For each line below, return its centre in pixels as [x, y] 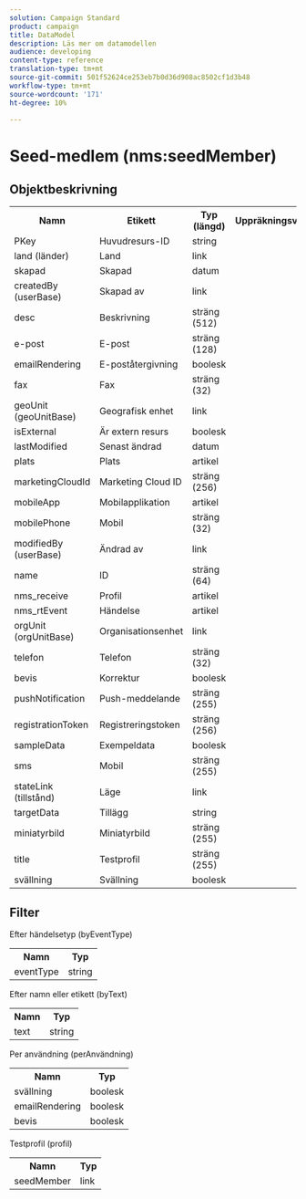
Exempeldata [127, 745]
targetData [37, 813]
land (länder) [42, 256]
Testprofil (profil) [41, 1144]
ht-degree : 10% [38, 103]
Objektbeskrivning [64, 189]
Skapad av [122, 291]
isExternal [35, 432]
